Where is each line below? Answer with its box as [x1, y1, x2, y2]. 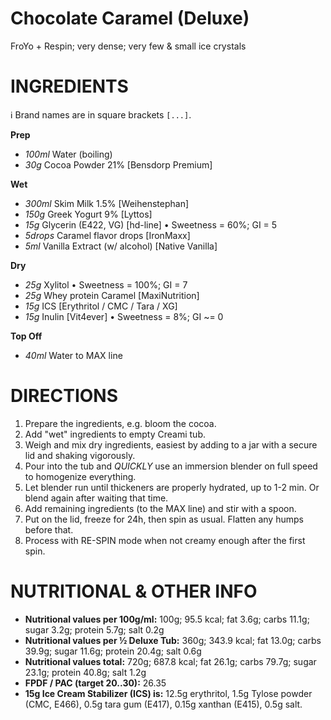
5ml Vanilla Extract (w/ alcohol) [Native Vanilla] [24, 240, 218, 252]
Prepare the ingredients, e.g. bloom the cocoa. [24, 417, 217, 429]
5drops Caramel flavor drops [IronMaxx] [24, 229, 191, 241]
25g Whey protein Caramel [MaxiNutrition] [24, 289, 200, 301]
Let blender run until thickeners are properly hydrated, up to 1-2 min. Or [24, 481, 320, 493]
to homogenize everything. [24, 470, 137, 482]
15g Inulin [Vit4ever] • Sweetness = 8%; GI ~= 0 [24, 310, 224, 322]
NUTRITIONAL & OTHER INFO [10, 580, 258, 602]
